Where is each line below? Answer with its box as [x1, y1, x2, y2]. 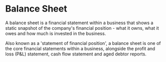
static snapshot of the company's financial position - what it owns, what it [5, 25, 159, 31]
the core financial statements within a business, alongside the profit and [5, 45, 155, 51]
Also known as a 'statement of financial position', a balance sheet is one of [5, 40, 161, 46]
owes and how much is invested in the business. [5, 30, 106, 36]
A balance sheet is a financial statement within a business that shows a [5, 20, 153, 26]
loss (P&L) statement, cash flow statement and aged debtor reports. [5, 51, 147, 57]
